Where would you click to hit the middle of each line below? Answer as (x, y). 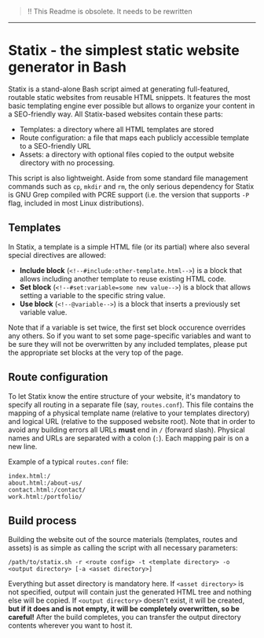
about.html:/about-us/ (45, 483)
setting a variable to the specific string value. (92, 295)
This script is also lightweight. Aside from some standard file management (128, 178)
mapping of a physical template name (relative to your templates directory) (129, 413)
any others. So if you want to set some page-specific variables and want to (130, 336)
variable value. (43, 312)
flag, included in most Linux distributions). (76, 203)
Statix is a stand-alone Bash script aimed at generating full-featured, (119, 89)
